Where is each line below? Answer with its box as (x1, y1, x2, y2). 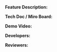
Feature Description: (5, 4, 48, 10)
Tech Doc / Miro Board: (5, 14, 53, 19)
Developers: (5, 33, 31, 38)
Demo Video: (5, 23, 32, 29)
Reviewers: (5, 42, 28, 48)
